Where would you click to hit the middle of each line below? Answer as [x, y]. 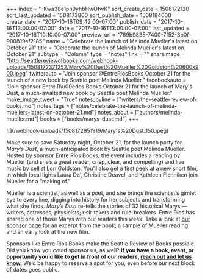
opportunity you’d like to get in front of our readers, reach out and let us [99, 256]
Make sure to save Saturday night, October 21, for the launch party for [94, 142]
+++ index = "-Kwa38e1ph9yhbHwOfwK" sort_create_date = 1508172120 [98, 9]
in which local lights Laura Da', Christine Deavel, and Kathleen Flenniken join [102, 175]
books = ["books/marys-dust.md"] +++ [89, 119]
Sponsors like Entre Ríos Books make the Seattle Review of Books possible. [101, 244]
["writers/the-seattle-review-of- [157, 99]
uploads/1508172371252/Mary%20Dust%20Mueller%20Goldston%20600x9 [103, 67]
